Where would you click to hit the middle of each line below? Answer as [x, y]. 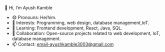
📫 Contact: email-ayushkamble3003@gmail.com [63, 44]
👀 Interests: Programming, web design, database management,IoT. [80, 23]
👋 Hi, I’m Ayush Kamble [29, 8]
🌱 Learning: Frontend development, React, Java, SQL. [67, 28]
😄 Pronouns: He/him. [34, 17]
